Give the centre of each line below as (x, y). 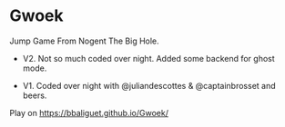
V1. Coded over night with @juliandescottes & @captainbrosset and (149, 85)
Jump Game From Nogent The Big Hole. (84, 41)
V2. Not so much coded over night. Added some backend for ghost (148, 58)
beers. (35, 95)
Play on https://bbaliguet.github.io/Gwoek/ (89, 112)
